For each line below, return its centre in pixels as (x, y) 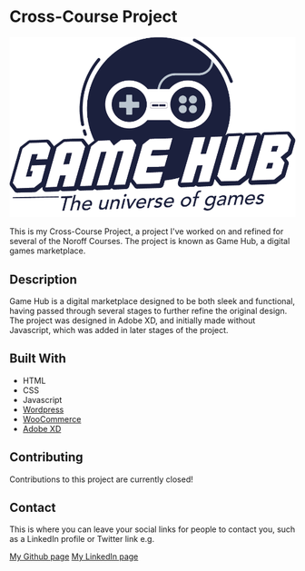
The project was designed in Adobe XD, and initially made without (133, 320)
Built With (38, 359)
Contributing (46, 457)
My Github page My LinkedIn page (74, 556)
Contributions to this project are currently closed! (101, 479)
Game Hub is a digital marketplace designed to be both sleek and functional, (152, 301)
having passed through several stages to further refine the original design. (148, 311)
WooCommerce (52, 418)
